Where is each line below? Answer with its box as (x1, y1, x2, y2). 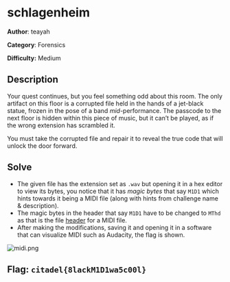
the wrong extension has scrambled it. (7, 121, 115, 129)
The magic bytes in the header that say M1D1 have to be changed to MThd (16, 209, 221, 217)
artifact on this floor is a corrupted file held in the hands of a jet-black (7, 99, 204, 107)
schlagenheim (7, 5, 91, 21)
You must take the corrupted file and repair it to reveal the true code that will (7, 134, 223, 142)
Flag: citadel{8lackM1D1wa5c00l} (7, 264, 147, 275)
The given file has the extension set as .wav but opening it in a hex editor (16, 179, 223, 188)
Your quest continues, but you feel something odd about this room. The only (7, 92, 223, 100)
